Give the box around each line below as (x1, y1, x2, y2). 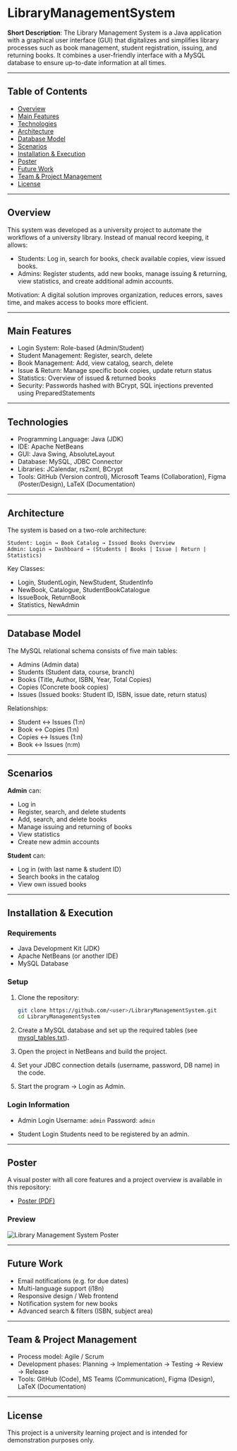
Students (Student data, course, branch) (17, 667, 135, 676)
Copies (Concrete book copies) (17, 683, 109, 691)
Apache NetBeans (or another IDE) (17, 952, 119, 960)
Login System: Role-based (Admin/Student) (17, 344, 145, 352)
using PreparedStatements (17, 389, 95, 398)
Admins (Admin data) (17, 660, 80, 669)
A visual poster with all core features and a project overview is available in (7, 1176, 222, 1184)
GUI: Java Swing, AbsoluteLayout (17, 450, 115, 458)
